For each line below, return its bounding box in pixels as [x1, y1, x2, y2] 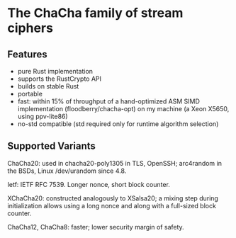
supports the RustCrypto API [17, 74, 101, 83]
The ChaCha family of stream [7, 5, 184, 21]
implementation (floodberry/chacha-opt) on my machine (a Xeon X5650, [17, 105, 230, 113]
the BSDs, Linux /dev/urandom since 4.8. [7, 166, 127, 175]
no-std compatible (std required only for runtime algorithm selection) [17, 120, 219, 128]
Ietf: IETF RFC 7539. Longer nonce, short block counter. [7, 180, 170, 188]
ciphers [7, 20, 53, 36]
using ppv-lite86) [17, 112, 69, 120]
